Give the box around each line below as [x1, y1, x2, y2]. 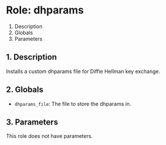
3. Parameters [6, 117, 58, 127]
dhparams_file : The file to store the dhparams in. [14, 100, 132, 107]
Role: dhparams [6, 4, 84, 17]
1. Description [6, 52, 57, 62]
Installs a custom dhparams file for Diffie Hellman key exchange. [6, 68, 161, 75]
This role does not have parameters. [6, 133, 93, 140]
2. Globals [6, 85, 44, 95]
